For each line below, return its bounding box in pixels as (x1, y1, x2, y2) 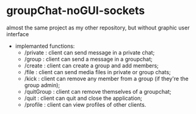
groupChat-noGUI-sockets (6, 4, 145, 18)
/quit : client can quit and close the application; (24, 94, 142, 102)
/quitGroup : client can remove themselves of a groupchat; (24, 88, 172, 95)
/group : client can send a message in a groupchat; (24, 55, 153, 63)
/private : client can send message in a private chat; (24, 48, 155, 56)
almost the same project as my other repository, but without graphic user (6, 24, 190, 31)
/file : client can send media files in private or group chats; (24, 68, 171, 75)
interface (6, 30, 29, 37)
